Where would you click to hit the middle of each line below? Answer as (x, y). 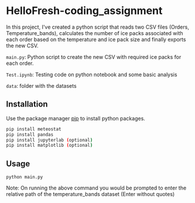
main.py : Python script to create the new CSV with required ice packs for (94, 57)
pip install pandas (30, 135)
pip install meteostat (34, 129)
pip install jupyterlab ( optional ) (49, 140)
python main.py (25, 177)
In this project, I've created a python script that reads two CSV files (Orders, (97, 27)
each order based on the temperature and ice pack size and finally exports (96, 39)
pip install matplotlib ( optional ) (49, 145)
